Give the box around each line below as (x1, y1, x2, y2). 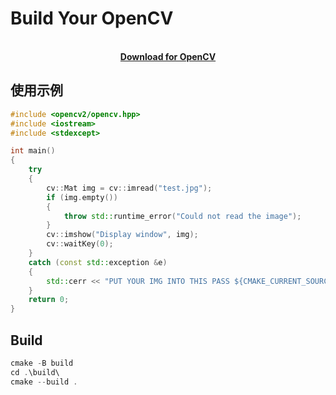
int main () (10, 146, 56, 156)
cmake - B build (10, 358, 74, 368)
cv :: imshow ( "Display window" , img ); (46, 230, 199, 240)
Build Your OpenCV (10, 7, 174, 30)
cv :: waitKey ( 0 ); (46, 239, 114, 249)
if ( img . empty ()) (46, 192, 118, 202)
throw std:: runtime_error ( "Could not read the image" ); (63, 211, 302, 221)
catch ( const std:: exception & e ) (28, 257, 168, 267)
